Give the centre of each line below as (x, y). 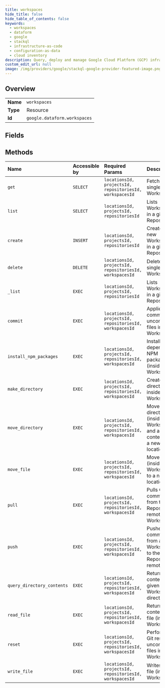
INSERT (81, 241)
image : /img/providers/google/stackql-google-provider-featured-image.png (83, 69)
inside (154, 392)
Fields (15, 136)
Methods (19, 152)
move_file (19, 470)
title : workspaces (24, 10)
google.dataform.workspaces (59, 118)
